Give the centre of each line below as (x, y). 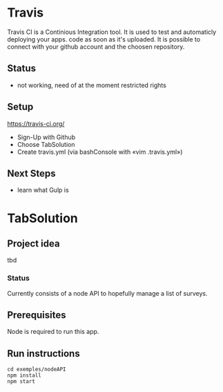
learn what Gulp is (43, 190)
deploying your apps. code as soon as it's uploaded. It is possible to (104, 39)
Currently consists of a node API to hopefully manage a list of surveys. (108, 293)
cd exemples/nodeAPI (37, 369)
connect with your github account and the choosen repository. (96, 46)
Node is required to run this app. (53, 332)
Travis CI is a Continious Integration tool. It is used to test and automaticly (112, 32)
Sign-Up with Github (46, 137)
